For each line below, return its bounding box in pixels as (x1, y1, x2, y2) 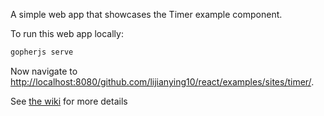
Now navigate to (10, 65, 78, 77)
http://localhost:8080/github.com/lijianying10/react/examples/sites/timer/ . (10, 75, 315, 88)
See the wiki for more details (10, 95, 128, 107)
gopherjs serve (10, 47, 74, 57)
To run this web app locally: (10, 28, 124, 39)
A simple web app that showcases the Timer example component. (10, 9, 283, 20)
